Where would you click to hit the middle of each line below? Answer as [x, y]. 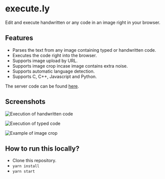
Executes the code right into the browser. [54, 55]
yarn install [26, 166]
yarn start [24, 172]
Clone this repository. [34, 161]
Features [19, 38]
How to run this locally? [42, 148]
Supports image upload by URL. [45, 61]
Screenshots [25, 102]
